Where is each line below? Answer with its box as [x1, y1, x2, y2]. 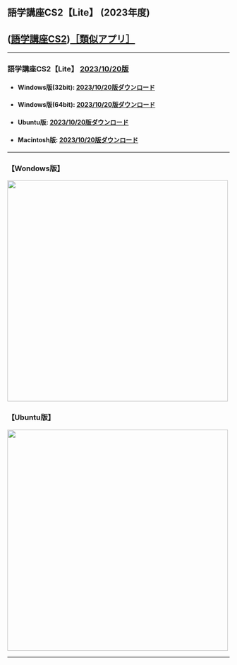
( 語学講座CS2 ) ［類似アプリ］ [7, 33, 135, 45]
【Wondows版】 [7, 163, 65, 173]
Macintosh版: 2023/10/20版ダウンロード [17, 135, 139, 144]
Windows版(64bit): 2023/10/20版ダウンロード [17, 100, 156, 109]
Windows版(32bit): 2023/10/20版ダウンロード [17, 83, 155, 91]
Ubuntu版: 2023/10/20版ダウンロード [17, 117, 129, 126]
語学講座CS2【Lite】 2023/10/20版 [7, 64, 129, 74]
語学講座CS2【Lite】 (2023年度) [7, 6, 150, 19]
